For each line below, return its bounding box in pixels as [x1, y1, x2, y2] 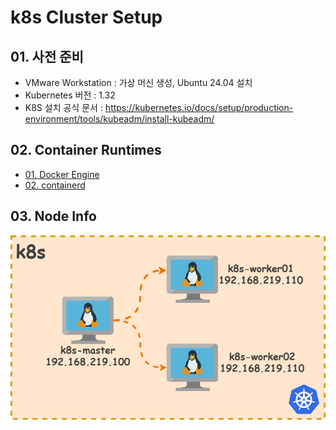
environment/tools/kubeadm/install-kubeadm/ [24, 113, 215, 125]
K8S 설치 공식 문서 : [24, 102, 103, 113]
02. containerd [24, 179, 86, 191]
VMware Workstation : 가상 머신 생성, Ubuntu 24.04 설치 [24, 77, 253, 88]
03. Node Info [10, 208, 97, 225]
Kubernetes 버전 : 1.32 [24, 89, 116, 101]
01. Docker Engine [24, 168, 100, 180]
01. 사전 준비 [10, 48, 84, 65]
